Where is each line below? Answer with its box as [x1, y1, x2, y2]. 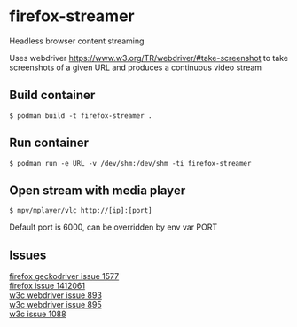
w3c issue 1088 [9, 308, 66, 320]
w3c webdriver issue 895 [9, 300, 102, 310]
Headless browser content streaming [9, 35, 145, 46]
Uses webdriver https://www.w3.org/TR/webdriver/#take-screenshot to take [9, 52, 289, 63]
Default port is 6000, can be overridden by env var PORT [9, 222, 218, 232]
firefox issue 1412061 [9, 281, 86, 292]
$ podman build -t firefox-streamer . [9, 111, 152, 121]
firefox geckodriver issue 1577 [9, 271, 120, 282]
